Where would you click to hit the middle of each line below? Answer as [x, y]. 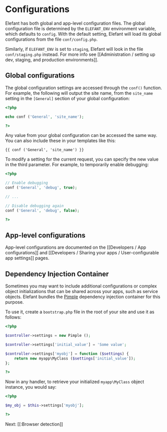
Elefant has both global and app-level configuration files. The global [75, 23]
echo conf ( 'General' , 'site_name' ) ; [45, 117]
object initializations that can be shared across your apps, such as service [81, 292]
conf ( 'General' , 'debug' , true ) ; [41, 188]
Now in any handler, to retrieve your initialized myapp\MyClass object [75, 382]
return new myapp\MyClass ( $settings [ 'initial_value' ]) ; [75, 358]
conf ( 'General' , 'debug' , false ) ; [42, 210]
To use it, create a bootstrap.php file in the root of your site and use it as [80, 312]
